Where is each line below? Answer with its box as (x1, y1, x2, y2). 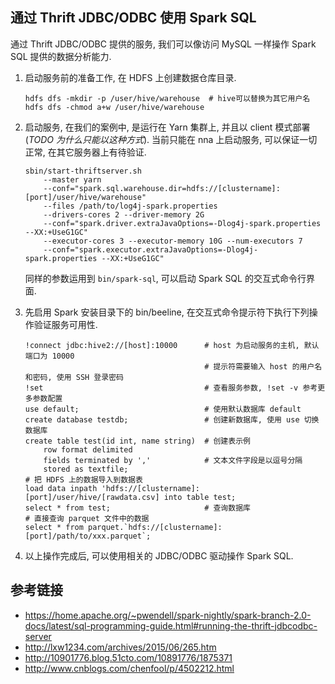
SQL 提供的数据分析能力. (10, 50, 112, 62)
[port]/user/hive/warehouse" (24, 192, 147, 202)
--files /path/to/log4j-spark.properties (43, 201, 218, 211)
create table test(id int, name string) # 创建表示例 (24, 436, 251, 446)
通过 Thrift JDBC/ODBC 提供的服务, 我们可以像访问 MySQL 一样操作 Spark (10, 38, 317, 50)
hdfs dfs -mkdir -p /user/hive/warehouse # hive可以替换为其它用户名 (24, 93, 311, 103)
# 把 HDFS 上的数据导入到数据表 (24, 474, 143, 485)
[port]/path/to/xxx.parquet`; (24, 531, 152, 541)
